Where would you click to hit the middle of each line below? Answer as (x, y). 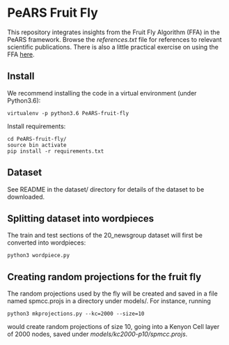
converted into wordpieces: (47, 243)
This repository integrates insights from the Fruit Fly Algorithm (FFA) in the (114, 32)
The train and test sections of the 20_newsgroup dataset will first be (105, 236)
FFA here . (21, 54)
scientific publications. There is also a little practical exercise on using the (113, 47)
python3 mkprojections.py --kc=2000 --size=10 (76, 314)
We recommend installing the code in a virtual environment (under (102, 93)
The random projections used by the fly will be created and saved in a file (112, 293)
